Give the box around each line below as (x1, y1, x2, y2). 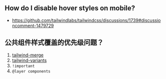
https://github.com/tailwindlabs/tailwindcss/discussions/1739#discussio (12, 17, 161, 23)
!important (12, 63, 35, 68)
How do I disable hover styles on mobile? (5, 4, 135, 12)
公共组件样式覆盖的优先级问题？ (5, 38, 104, 47)
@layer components (12, 68, 51, 74)
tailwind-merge (12, 52, 44, 58)
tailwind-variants (12, 57, 47, 63)
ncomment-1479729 (12, 22, 54, 28)
